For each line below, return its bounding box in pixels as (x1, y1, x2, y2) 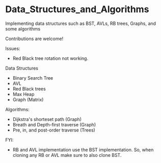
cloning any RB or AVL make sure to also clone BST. (12, 152, 122, 158)
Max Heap (12, 91, 35, 97)
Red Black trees (12, 85, 46, 92)
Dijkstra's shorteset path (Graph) (12, 116, 82, 122)
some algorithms (5, 25, 41, 31)
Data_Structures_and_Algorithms (5, 4, 149, 15)
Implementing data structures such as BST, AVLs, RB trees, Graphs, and (5, 20, 156, 26)
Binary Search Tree (12, 75, 53, 81)
